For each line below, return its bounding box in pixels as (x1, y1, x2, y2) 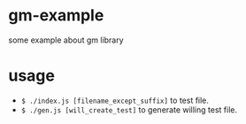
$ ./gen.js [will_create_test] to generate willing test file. (20, 104, 238, 115)
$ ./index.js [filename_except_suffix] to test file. (20, 95, 210, 105)
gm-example (8, 5, 104, 26)
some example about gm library (8, 35, 125, 45)
